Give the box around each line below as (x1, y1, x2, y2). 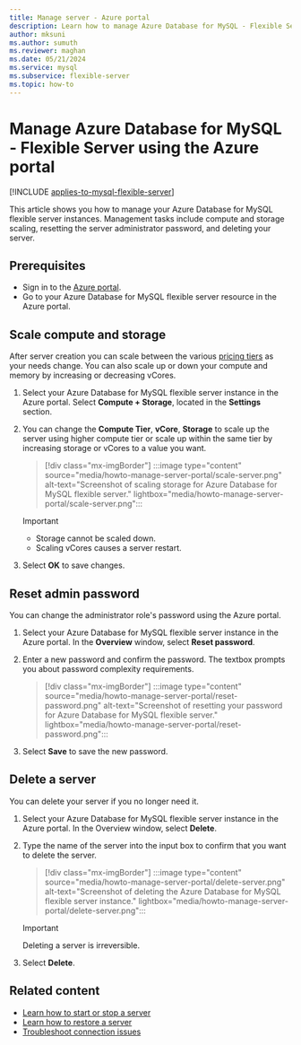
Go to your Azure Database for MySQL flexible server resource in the (21, 292, 278, 302)
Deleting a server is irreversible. (21, 939, 141, 951)
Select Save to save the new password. (21, 746, 168, 756)
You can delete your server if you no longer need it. (9, 796, 199, 806)
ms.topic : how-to (9, 80, 74, 89)
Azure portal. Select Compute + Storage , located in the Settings (21, 396, 262, 408)
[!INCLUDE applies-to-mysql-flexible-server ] (9, 186, 175, 197)
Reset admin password (9, 586, 141, 601)
